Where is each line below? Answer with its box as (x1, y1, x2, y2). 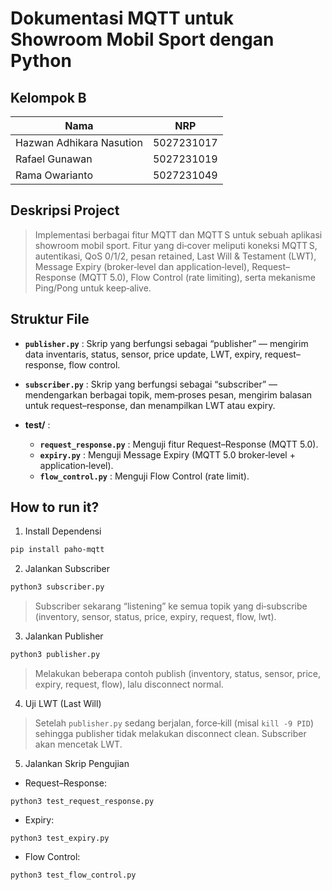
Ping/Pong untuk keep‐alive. (34, 282, 152, 294)
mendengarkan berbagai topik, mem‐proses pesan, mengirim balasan (24, 388, 313, 401)
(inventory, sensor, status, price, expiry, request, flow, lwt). (34, 611, 277, 623)
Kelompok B (10, 89, 87, 106)
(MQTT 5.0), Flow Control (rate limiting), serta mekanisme (78, 271, 316, 283)
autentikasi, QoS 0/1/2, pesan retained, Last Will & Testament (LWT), (34, 250, 317, 262)
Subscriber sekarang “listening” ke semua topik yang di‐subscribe (34, 600, 308, 612)
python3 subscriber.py (10, 582, 105, 592)
